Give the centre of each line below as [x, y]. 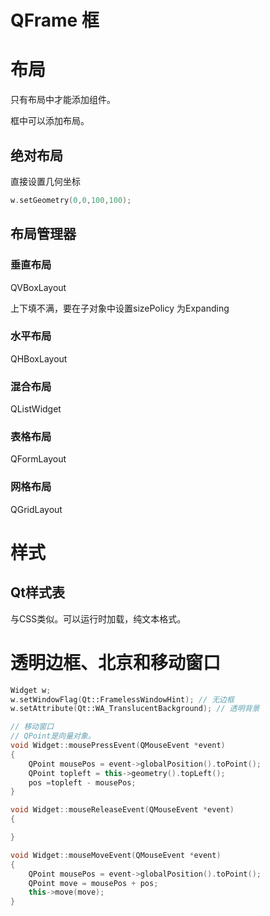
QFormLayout [38, 459]
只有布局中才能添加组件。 [63, 100]
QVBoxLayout [38, 287]
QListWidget [36, 409]
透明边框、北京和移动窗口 [116, 662]
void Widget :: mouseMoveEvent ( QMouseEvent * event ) [116, 855]
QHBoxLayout [39, 358]
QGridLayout [36, 509]
